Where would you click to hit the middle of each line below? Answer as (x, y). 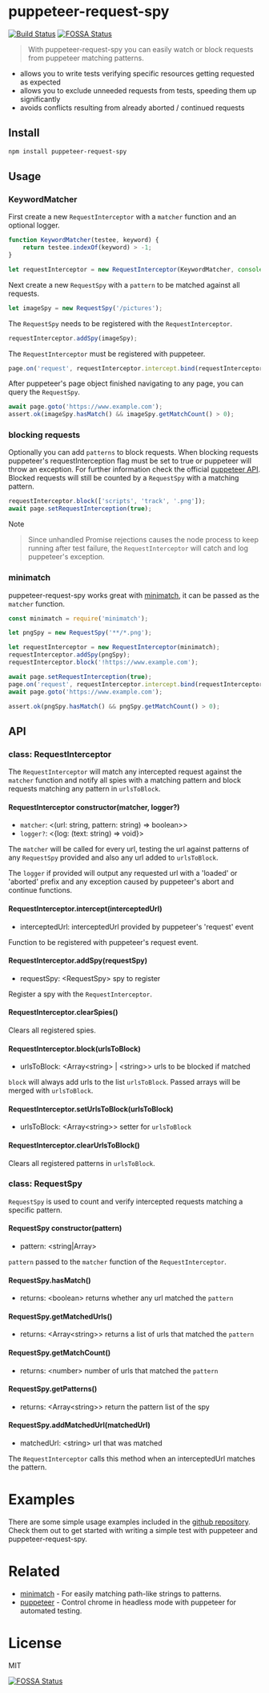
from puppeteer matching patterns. (86, 58)
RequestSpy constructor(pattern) (65, 1229)
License (35, 1644)
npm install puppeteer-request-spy (68, 151)
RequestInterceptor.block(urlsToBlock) (75, 1049)
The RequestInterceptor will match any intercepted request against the (125, 772)
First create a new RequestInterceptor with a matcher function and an (122, 217)
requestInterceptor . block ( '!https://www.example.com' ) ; (103, 662)
